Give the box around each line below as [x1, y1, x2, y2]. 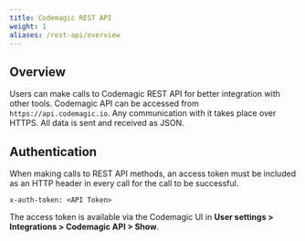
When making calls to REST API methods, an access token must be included [9, 168, 297, 179]
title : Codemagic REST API [9, 13, 112, 23]
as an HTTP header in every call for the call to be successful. [9, 178, 239, 188]
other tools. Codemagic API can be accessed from [9, 98, 199, 110]
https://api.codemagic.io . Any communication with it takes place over [9, 108, 277, 119]
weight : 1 [9, 22, 47, 31]
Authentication [9, 143, 98, 160]
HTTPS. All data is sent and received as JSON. [9, 118, 184, 129]
